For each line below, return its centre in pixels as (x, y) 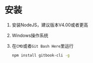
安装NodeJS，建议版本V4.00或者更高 (50, 25)
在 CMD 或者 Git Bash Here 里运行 (43, 46)
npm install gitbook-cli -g (41, 55)
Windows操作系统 (30, 35)
